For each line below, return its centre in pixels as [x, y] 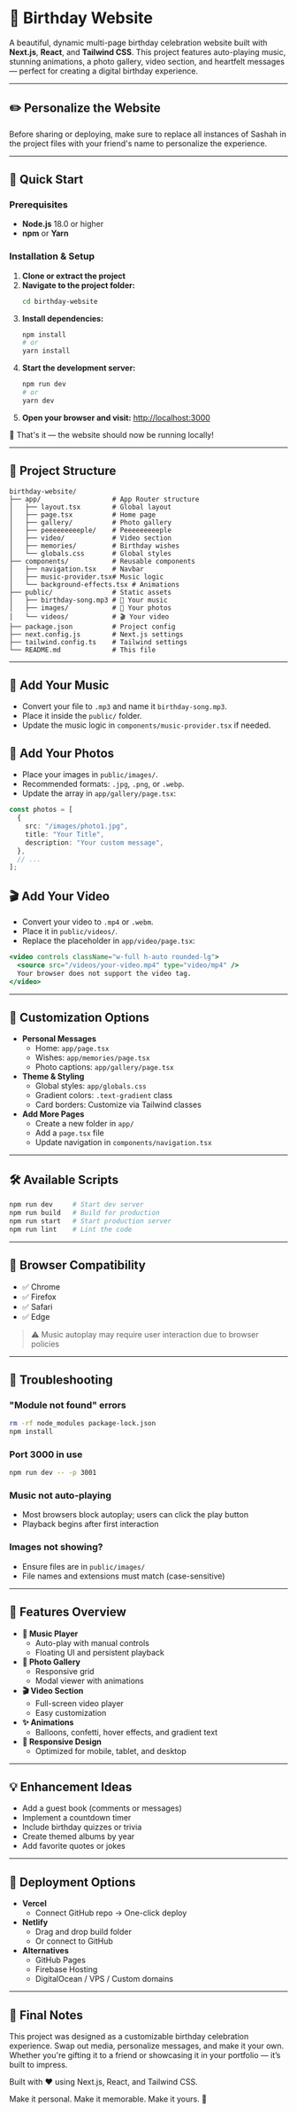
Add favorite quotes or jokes [73, 1846]
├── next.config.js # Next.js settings [96, 634]
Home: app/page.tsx [72, 1049]
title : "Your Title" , [65, 834]
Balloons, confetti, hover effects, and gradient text [126, 1732]
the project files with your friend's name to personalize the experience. [138, 143]
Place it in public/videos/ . [69, 932]
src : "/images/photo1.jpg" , [76, 826]
